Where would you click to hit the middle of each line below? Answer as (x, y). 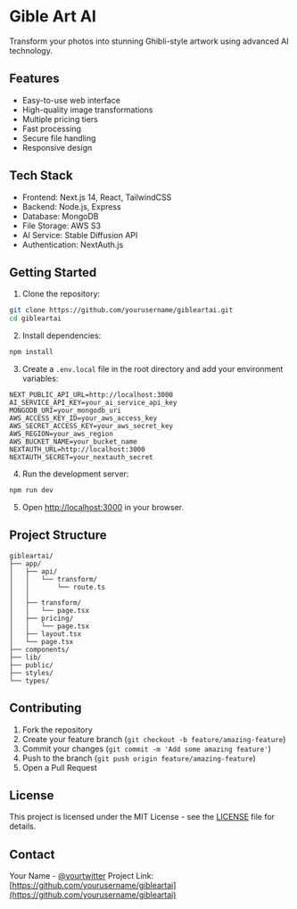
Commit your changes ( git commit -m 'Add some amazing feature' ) (147, 748)
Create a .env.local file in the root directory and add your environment (153, 369)
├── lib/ (25, 657)
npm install (31, 352)
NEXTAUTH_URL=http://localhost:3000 (77, 450)
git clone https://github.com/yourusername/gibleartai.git (121, 310)
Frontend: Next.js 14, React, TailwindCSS (97, 197)
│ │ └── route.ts (57, 587)
